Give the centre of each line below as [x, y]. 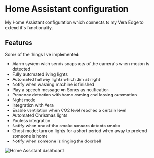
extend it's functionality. [29, 27]
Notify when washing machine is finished [53, 84]
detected [21, 69]
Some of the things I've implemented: [42, 54]
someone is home [30, 136]
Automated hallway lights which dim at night [56, 79]
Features [19, 43]
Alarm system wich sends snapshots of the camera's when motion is [81, 63]
